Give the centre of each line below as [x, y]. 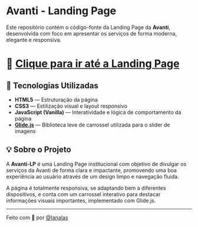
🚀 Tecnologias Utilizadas [52, 85]
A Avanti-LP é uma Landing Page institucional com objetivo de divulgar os [96, 164]
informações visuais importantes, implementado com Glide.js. [81, 200]
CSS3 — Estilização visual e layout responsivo [71, 106]
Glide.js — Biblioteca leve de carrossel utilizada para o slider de [92, 125]
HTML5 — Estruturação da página [56, 99]
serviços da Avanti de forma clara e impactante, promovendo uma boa [91, 170]
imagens [25, 131]
